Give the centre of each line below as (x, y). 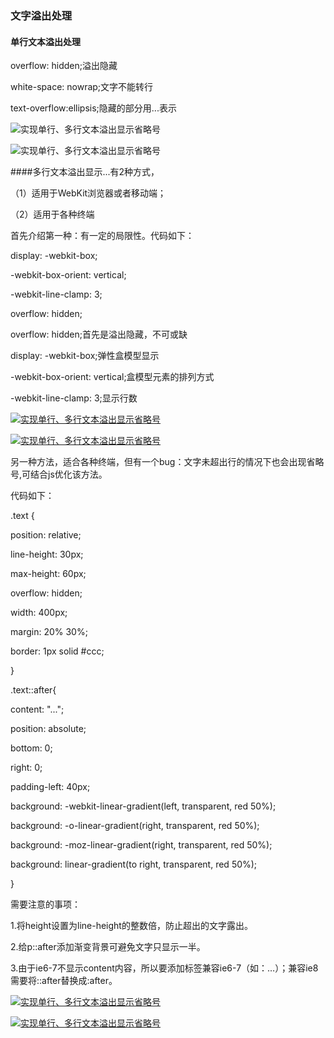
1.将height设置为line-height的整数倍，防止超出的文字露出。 (131, 926)
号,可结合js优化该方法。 (59, 474)
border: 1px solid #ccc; (57, 651)
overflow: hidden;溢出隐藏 (64, 66)
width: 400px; (39, 613)
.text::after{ (33, 690)
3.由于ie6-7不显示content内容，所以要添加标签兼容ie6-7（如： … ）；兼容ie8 (164, 968)
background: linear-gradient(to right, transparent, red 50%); (134, 864)
